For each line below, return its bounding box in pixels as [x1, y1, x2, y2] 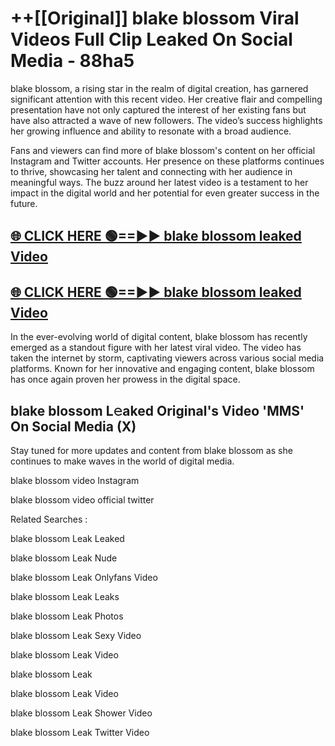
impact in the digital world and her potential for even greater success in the [10, 187, 320, 199]
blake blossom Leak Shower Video [10, 707, 153, 719]
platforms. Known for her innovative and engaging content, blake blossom [10, 363, 315, 375]
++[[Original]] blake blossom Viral [10, 7, 300, 30]
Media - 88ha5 [10, 50, 135, 72]
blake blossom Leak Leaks [10, 590, 120, 602]
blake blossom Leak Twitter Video [10, 726, 150, 738]
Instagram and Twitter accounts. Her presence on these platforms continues [10, 155, 325, 167]
